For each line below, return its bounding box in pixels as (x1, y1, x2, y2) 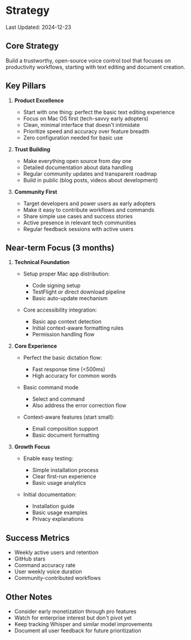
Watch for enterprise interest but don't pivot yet (14, 614, 132, 621)
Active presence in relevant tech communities (23, 219, 137, 226)
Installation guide (32, 503, 75, 510)
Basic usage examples (32, 509, 88, 516)
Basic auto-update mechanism (32, 295, 108, 302)
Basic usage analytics (32, 479, 86, 487)
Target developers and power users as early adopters (23, 200, 156, 207)
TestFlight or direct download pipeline (32, 288, 126, 295)
